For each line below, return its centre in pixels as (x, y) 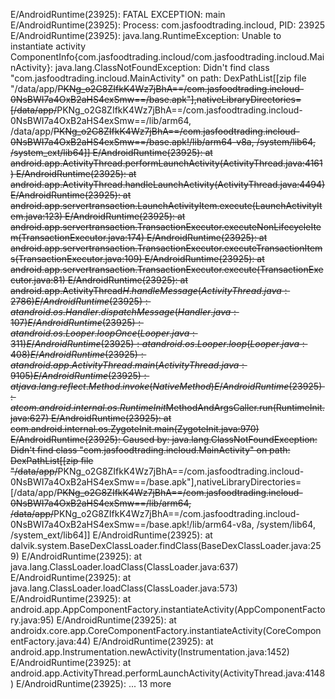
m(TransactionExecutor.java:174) (77, 237)
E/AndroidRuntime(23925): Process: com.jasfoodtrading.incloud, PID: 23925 (168, 25)
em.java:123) (36, 216)
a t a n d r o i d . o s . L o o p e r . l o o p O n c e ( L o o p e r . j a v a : (102, 333)
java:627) (29, 418)
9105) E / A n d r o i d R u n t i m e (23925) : (78, 375)
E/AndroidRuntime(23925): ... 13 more (94, 683)
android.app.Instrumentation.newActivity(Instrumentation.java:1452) (150, 652)
